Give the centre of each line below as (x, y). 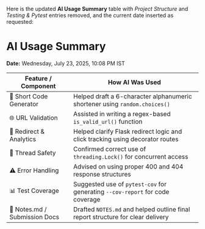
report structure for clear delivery (121, 217)
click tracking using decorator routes (126, 139)
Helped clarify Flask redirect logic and (128, 131)
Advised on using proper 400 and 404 (128, 166)
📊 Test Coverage (34, 191)
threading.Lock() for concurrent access (131, 156)
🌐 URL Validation (34, 117)
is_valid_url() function (108, 122)
